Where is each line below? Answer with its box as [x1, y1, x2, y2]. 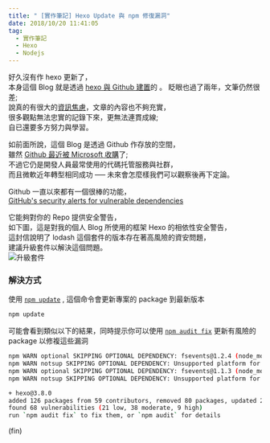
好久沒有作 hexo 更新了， [8, 72, 92, 81]
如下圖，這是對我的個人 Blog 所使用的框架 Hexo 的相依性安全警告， [8, 223, 231, 232]
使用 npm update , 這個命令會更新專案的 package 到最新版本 [8, 294, 205, 304]
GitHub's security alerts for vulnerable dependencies [8, 196, 184, 205]
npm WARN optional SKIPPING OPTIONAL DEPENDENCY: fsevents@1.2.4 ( [8, 352, 239, 360]
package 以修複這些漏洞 [8, 336, 88, 346]
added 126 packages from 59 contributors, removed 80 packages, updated [8, 396, 257, 404]
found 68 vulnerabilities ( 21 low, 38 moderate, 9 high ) [8, 404, 203, 412]
